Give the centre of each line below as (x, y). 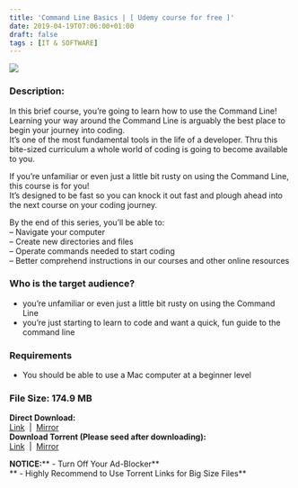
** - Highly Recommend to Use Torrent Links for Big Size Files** (128, 474)
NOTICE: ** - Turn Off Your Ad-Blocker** (84, 464)
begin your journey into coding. (67, 130)
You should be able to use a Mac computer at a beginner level (137, 375)
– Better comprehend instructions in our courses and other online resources (149, 260)
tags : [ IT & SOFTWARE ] (54, 43)
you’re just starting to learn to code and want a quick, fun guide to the (151, 322)
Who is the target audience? (72, 284)
